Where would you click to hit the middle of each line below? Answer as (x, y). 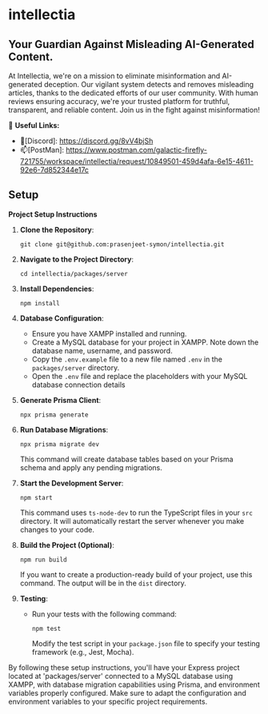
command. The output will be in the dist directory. (103, 583)
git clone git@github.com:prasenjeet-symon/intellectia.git (122, 244)
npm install (40, 303)
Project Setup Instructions (53, 214)
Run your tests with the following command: (104, 614)
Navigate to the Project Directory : (77, 259)
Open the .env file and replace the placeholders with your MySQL (140, 376)
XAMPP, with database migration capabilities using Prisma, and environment (134, 684)
